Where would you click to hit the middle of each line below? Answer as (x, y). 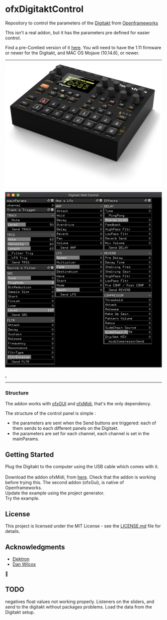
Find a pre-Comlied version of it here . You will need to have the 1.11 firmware (83, 47)
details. (13, 531)
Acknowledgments (35, 547)
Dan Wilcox (24, 564)
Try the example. (22, 498)
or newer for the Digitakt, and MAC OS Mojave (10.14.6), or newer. (72, 53)
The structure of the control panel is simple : (50, 413)
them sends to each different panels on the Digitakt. (65, 428)
